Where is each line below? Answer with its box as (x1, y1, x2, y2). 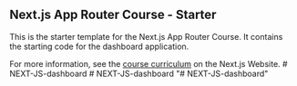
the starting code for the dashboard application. (9, 41, 189, 52)
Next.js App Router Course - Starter (9, 7, 217, 23)
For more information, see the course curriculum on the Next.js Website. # (9, 58, 289, 69)
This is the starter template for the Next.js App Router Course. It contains (9, 31, 283, 42)
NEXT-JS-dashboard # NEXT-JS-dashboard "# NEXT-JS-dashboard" (9, 68, 269, 79)
